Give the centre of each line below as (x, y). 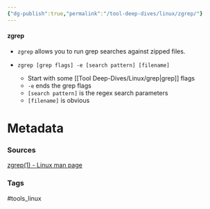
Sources (21, 150)
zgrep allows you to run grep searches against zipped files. (101, 51)
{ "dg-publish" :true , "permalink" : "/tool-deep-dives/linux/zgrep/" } (105, 14)
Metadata (35, 128)
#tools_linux (24, 198)
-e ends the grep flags (59, 85)
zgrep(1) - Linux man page (45, 165)
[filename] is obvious (59, 100)
